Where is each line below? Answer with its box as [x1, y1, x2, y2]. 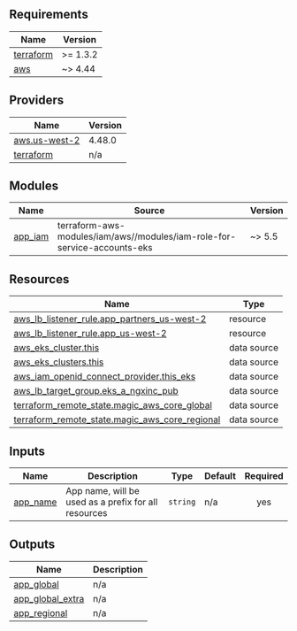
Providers [9, 93, 65, 108]
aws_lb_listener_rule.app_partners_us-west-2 [13, 313, 207, 326]
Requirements [9, 7, 88, 22]
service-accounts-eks [57, 242, 153, 254]
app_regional [13, 606, 68, 619]
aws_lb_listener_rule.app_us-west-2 [13, 327, 167, 340]
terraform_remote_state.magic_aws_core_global [13, 399, 212, 412]
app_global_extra [13, 592, 85, 604]
